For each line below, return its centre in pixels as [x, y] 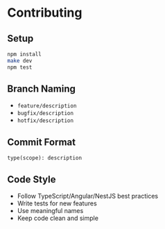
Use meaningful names [50, 211]
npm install [24, 54]
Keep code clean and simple [58, 218]
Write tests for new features [57, 203]
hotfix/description [45, 121]
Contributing [45, 13]
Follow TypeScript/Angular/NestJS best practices [87, 196]
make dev [20, 60]
